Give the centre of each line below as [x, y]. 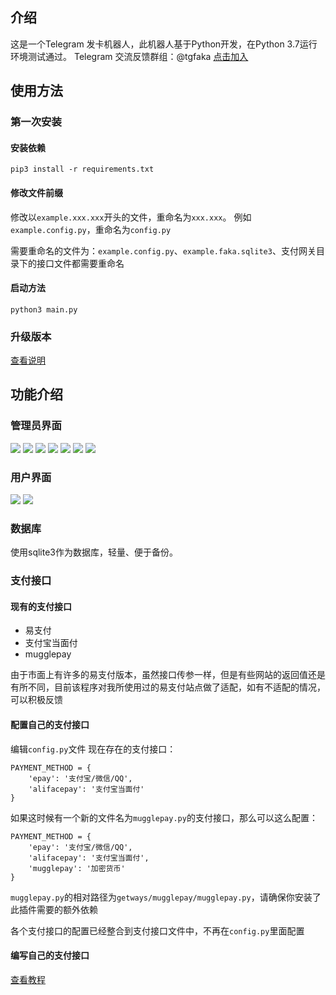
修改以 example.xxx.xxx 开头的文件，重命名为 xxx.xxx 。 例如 [131, 217]
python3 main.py [44, 309]
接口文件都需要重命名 [80, 263]
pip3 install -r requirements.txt [82, 169]
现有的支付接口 [41, 606]
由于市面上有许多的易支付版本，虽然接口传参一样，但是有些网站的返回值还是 [168, 675]
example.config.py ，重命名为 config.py [91, 229]
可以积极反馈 [36, 700]
